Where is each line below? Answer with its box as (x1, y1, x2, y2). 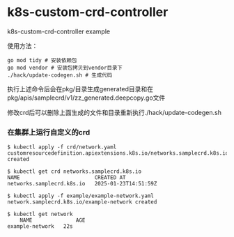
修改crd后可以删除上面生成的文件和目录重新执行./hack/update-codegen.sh (7, 108, 221, 116)
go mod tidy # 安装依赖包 (7, 56, 77, 63)
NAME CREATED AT (7, 174, 127, 181)
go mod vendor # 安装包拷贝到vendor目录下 (7, 64, 123, 71)
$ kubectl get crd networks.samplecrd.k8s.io (7, 168, 141, 175)
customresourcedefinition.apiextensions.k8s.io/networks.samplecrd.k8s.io (7, 150, 229, 157)
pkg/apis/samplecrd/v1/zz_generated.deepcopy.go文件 (7, 93, 166, 102)
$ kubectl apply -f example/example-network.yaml (7, 192, 155, 199)
